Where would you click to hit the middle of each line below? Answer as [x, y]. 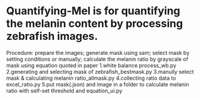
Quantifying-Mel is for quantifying [93, 11]
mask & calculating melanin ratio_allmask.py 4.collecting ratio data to [91, 78]
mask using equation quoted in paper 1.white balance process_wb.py [91, 65]
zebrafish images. [52, 36]
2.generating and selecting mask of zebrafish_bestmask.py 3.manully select [100, 71]
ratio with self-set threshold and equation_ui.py [64, 90]
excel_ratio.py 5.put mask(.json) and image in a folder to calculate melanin [98, 84]
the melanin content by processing [95, 24]
